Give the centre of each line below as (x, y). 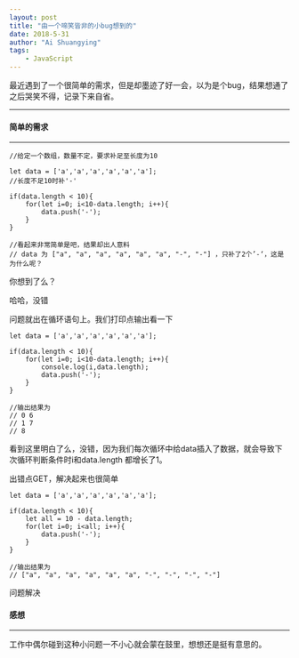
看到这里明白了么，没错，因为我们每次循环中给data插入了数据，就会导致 (142, 449)
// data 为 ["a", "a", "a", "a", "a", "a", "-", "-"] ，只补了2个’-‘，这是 (147, 254)
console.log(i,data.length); (95, 367)
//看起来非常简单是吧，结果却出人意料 (70, 245)
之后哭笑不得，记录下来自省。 (64, 96)
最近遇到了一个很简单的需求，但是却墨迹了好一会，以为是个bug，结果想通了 (149, 85)
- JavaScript (49, 59)
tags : (19, 51)
